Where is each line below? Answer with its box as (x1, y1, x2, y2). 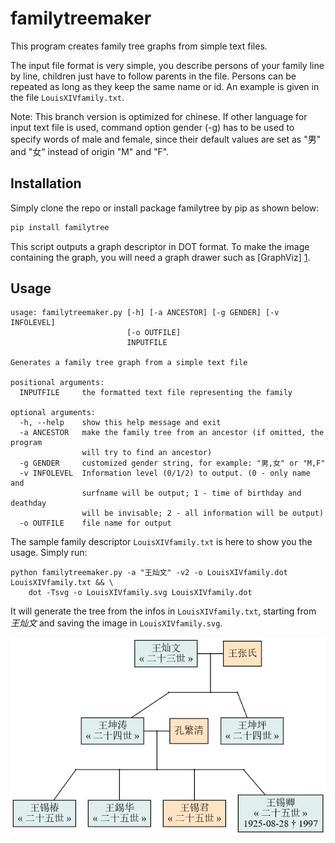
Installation (10, 175, 82, 192)
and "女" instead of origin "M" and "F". (10, 145, 170, 157)
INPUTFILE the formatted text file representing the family (19, 388, 293, 398)
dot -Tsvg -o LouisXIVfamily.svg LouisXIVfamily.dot (28, 588, 253, 598)
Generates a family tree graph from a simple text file (10, 358, 248, 368)
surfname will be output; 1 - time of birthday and (81, 488, 302, 499)
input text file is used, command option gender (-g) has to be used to (10, 121, 295, 133)
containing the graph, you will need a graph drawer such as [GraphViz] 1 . (10, 251, 311, 263)
